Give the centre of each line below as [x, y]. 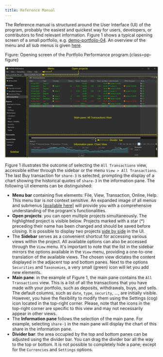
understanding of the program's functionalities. [59, 211]
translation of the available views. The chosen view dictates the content [84, 257]
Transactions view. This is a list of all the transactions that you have [79, 283]
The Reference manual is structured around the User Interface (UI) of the [78, 25]
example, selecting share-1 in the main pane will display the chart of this [84, 324]
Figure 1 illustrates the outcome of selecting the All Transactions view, [76, 165]
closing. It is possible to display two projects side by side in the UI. [78, 231]
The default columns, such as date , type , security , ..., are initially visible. [85, 293]
